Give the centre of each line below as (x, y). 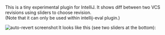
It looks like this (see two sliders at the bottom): (107, 27)
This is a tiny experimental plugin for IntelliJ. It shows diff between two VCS (83, 7)
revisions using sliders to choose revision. (48, 12)
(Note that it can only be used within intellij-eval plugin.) (62, 18)
